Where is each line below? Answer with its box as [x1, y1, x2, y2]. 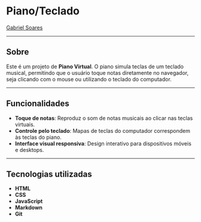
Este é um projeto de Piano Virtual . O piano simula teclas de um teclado [6, 63, 184, 70]
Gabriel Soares [6, 24, 43, 31]
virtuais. [14, 121, 35, 128]
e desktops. [14, 146, 44, 153]
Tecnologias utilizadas [6, 169, 92, 179]
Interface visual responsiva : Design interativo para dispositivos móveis [14, 139, 191, 147]
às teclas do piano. [14, 133, 62, 141]
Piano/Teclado [6, 4, 80, 18]
